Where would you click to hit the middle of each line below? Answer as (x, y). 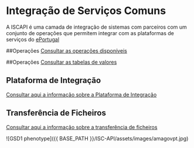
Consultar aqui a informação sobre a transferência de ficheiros (82, 127)
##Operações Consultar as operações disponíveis (67, 50)
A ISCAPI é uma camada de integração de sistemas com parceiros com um (97, 27)
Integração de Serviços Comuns (86, 11)
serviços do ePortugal (33, 39)
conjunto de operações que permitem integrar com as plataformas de (90, 33)
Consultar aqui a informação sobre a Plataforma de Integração (81, 94)
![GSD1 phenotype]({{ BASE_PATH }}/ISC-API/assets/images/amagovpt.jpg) (97, 138)
